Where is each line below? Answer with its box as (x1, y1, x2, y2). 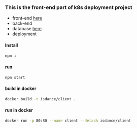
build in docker (5, 85, 36, 91)
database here (12, 26, 42, 32)
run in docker (5, 107, 33, 113)
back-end (12, 20, 32, 26)
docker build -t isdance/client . (5, 96, 76, 101)
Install (5, 42, 18, 48)
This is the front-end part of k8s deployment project (5, 4, 133, 11)
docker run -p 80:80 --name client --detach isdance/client (5, 118, 132, 123)
